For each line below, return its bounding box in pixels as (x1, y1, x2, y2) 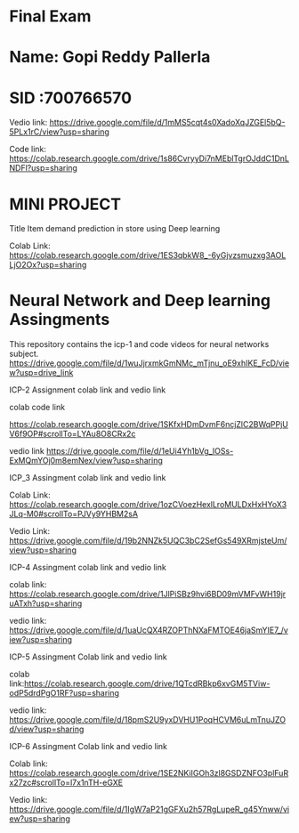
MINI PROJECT (9, 194, 122, 214)
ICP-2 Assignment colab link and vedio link (9, 384, 166, 395)
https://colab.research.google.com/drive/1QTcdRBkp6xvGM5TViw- (23, 678, 271, 689)
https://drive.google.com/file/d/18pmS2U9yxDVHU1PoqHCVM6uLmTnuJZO (9, 715, 287, 725)
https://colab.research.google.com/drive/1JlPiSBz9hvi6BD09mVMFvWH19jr (9, 589, 287, 600)
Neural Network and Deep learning (9, 291, 271, 311)
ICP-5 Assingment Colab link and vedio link (9, 651, 167, 662)
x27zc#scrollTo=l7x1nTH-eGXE (9, 777, 124, 789)
